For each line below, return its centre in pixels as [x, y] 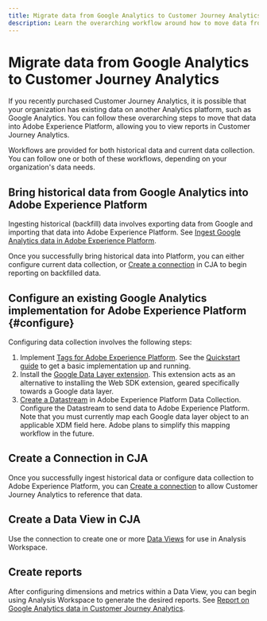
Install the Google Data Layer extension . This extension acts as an [128, 375]
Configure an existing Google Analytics [108, 298]
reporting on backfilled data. [55, 273]
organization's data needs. [52, 167]
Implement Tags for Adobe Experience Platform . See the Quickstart [130, 358]
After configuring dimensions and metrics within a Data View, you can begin [132, 591]
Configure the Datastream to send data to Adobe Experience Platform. [135, 408]
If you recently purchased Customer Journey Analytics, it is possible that [127, 101]
